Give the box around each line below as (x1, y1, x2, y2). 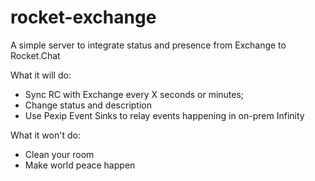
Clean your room (24, 148, 95, 160)
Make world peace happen (24, 159, 136, 171)
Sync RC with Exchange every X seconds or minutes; (24, 88, 245, 100)
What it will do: (10, 69, 72, 81)
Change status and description (24, 99, 152, 111)
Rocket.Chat (10, 49, 61, 61)
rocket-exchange (10, 6, 157, 29)
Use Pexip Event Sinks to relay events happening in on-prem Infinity (24, 109, 305, 121)
